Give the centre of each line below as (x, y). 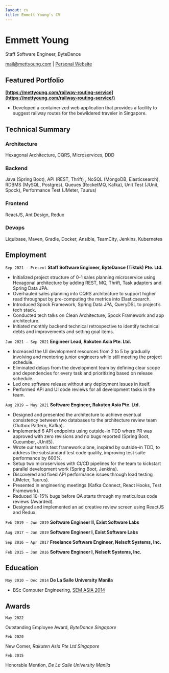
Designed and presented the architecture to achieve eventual (77, 414)
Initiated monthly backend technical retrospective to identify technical (86, 326)
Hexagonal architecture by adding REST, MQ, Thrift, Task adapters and (87, 283)
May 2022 (15, 618)
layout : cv (17, 10)
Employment (26, 255)
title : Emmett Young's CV (33, 15)
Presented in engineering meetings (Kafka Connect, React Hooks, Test (87, 485)
